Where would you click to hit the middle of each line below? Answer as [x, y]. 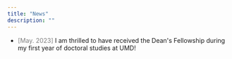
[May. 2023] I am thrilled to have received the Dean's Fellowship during [121, 40]
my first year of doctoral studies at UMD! [77, 48]
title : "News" [28, 14]
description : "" [31, 20]
